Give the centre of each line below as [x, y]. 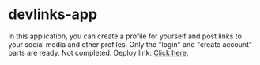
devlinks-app [53, 14]
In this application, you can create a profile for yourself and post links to [125, 36]
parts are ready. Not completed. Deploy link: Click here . [98, 52]
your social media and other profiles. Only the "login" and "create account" [130, 44]
